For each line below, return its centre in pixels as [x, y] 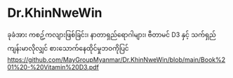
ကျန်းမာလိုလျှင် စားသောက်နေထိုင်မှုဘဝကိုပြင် [68, 48]
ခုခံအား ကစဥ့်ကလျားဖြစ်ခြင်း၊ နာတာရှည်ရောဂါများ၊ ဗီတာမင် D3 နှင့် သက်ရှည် [112, 34]
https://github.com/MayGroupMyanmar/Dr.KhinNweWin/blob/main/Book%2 [116, 59]
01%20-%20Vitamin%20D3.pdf [53, 67]
